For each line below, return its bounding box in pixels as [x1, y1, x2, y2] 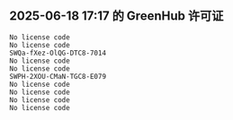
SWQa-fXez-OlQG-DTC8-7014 [9, 48, 106, 57]
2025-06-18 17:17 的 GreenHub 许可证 [9, 8, 224, 24]
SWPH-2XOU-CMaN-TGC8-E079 [9, 72, 106, 81]
